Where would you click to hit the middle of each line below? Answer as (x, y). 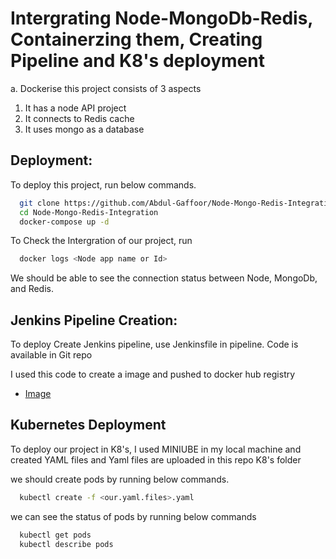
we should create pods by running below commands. (120, 479)
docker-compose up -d (64, 222)
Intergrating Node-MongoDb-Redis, (161, 18)
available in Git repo (51, 355)
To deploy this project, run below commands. (103, 184)
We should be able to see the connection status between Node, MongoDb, (164, 278)
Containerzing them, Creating (136, 39)
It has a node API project (75, 108)
